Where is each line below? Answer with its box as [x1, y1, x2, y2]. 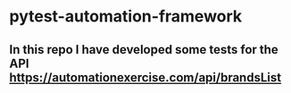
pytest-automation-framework [9, 6, 243, 27]
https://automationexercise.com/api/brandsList [9, 70, 282, 85]
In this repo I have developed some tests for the [9, 42, 279, 57]
